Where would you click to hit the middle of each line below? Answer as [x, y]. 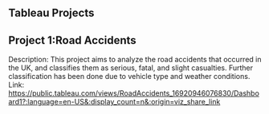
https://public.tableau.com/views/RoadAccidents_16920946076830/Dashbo [134, 93]
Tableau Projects [51, 13]
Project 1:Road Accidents [72, 40]
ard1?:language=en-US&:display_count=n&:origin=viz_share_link [114, 102]
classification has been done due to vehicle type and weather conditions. [129, 77]
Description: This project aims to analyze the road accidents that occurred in [135, 60]
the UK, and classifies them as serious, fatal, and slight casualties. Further [131, 68]
